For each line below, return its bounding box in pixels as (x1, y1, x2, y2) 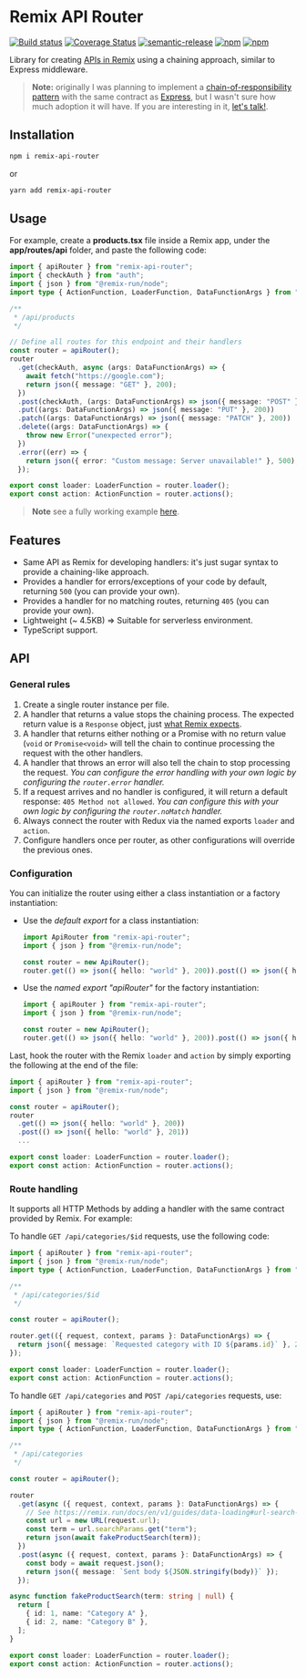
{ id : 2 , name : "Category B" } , (25, 1618, 148, 1627)
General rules (9, 678, 71, 691)
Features (9, 532, 61, 548)
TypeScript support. (22, 624, 98, 635)
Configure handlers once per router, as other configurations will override (22, 834, 296, 845)
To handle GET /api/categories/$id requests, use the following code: (9, 1230, 270, 1241)
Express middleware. (9, 64, 88, 75)
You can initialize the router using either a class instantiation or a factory (9, 887, 280, 899)
